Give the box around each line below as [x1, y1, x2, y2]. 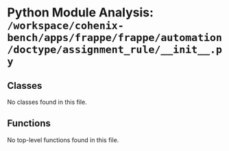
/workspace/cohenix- [7, 19, 125, 32]
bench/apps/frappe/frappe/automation [7, 31, 223, 44]
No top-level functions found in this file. [7, 135, 119, 144]
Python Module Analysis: [7, 5, 154, 20]
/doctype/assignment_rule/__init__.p [7, 43, 223, 56]
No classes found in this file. [7, 98, 87, 106]
